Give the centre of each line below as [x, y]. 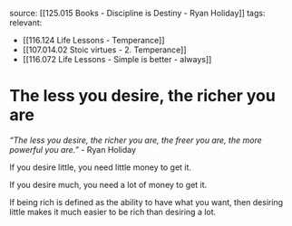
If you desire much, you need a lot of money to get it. [108, 184]
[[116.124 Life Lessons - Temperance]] [93, 40]
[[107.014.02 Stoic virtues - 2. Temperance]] [105, 50]
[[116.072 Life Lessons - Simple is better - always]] [117, 59]
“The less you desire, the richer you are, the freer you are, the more [136, 140]
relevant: [26, 23]
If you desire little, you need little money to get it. [101, 167]
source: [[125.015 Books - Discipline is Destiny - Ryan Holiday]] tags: [137, 13]
